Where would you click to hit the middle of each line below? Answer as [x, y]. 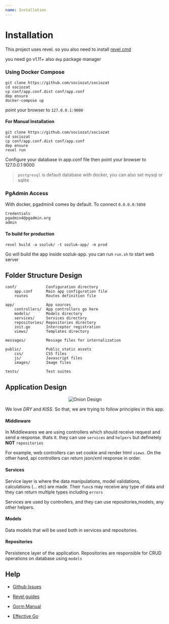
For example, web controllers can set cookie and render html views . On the [83, 453]
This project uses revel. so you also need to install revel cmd [68, 49]
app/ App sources [38, 305]
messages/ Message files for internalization [63, 340]
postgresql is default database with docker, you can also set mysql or [90, 175]
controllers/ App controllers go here [56, 309]
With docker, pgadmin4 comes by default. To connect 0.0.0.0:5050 [75, 204]
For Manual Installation [30, 121]
